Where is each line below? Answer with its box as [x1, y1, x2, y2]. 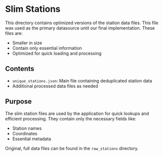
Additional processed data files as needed [12, 83, 98, 89]
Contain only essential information [12, 45, 82, 51]
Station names [12, 125, 42, 131]
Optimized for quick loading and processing [12, 50, 102, 56]
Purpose [5, 97, 32, 106]
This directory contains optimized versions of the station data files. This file [5, 20, 159, 26]
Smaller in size [12, 39, 42, 45]
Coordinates [12, 130, 38, 136]
